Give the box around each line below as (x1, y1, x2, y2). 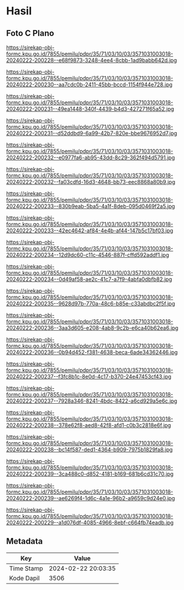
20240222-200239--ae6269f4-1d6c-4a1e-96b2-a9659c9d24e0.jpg (6, 495, 175, 501)
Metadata (6, 536, 43, 546)
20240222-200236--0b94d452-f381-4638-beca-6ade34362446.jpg (6, 349, 178, 356)
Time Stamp (9, 564, 44, 573)
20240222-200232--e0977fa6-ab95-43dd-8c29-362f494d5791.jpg (6, 154, 175, 161)
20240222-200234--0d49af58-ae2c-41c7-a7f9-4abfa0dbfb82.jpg (6, 276, 172, 283)
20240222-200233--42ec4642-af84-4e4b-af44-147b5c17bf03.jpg (6, 227, 173, 234)
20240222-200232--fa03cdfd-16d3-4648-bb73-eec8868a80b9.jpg (6, 178, 176, 185)
